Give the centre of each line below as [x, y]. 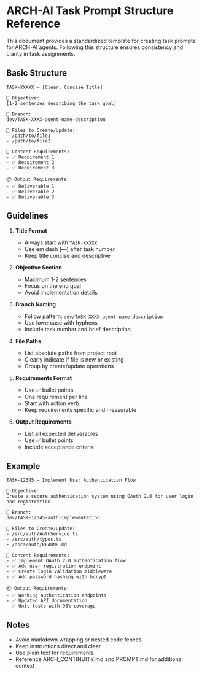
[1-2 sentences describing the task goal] [61, 103]
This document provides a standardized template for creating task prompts [101, 41]
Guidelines [27, 216]
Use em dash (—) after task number [70, 249]
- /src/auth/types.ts [34, 540]
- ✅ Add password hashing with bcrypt [56, 577]
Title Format [31, 230]
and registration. [30, 502]
